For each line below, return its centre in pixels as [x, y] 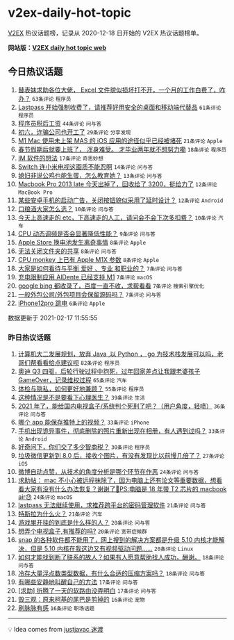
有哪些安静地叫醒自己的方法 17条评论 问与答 [78, 582]
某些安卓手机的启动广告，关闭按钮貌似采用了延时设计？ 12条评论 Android [120, 200]
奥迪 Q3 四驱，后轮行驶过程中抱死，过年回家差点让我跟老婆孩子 [109, 371]
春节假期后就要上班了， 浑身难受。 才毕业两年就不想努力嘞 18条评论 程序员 [122, 149]
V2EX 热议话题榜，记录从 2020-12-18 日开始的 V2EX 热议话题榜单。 [106, 33]
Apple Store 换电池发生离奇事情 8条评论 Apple [82, 242]
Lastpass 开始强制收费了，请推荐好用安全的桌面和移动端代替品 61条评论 [119, 107]
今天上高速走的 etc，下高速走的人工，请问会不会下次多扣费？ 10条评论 [117, 218]
